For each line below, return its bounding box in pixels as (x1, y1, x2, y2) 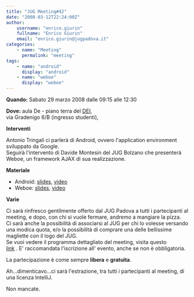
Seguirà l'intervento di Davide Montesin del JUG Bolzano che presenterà (6, 149, 182, 156)
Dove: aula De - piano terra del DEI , (6, 107, 92, 114)
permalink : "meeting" (21, 52, 75, 58)
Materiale (6, 167, 31, 174)
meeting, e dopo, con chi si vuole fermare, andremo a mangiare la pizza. (6, 213, 182, 220)
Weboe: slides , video (14, 184, 66, 192)
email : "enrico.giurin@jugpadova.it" (16, 36, 109, 42)
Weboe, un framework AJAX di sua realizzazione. (6, 156, 126, 162)
